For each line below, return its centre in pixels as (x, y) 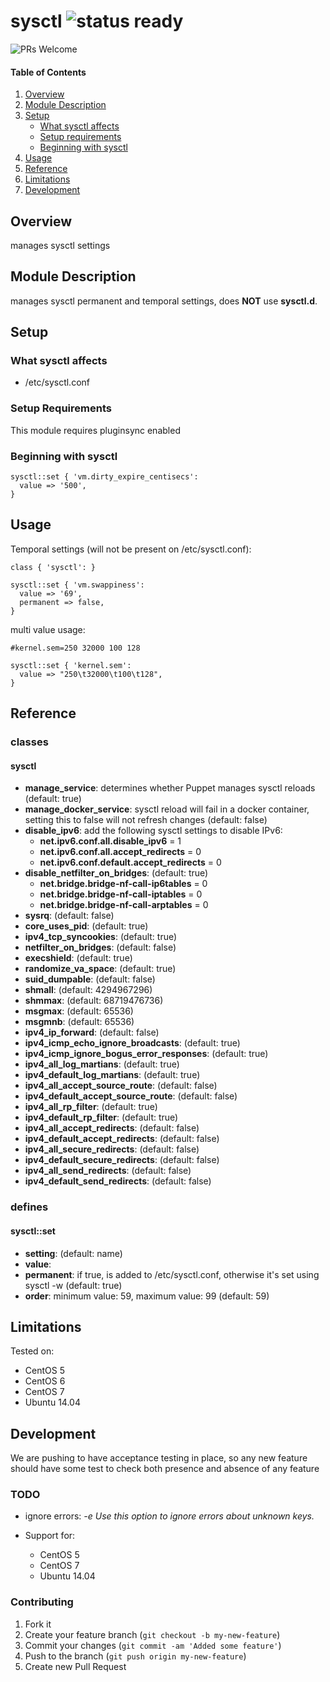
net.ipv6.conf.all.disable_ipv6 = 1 (110, 841)
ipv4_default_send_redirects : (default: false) (118, 1181)
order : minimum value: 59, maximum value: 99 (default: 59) (147, 1296)
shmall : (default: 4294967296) (88, 990)
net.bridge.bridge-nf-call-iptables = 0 (121, 894)
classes (29, 742)
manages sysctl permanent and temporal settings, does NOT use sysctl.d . (164, 301)
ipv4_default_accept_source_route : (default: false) (131, 1096)
